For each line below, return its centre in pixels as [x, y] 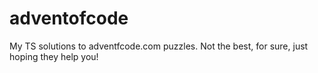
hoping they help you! [54, 56]
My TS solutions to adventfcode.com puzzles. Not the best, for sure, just [159, 46]
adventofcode [69, 18]
